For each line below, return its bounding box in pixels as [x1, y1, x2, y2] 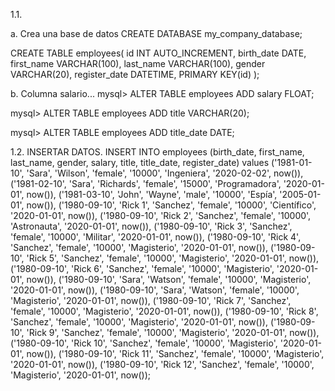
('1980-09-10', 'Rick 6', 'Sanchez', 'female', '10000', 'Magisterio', [10, 263, 275, 274]
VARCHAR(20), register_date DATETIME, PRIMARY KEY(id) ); [10, 69, 260, 80]
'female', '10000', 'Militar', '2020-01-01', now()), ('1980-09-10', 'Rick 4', [10, 231, 302, 243]
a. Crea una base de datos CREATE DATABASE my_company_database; [10, 28, 303, 39]
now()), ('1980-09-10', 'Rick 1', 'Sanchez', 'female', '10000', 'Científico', [26, 199, 317, 211]
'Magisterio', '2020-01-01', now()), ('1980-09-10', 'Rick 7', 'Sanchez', [10, 295, 292, 306]
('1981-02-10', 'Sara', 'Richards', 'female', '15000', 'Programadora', [10, 178, 282, 189]
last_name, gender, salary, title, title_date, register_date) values [10, 157, 270, 168]
